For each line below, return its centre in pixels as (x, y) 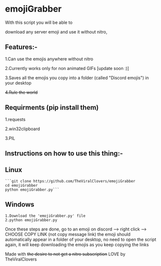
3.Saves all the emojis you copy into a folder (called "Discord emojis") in (77, 78)
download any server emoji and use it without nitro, (56, 32)
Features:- (21, 47)
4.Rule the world (21, 92)
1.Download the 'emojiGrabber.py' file (45, 216)
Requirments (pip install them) (52, 108)
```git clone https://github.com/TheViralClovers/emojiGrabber (70, 181)
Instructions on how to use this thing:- (64, 153)
